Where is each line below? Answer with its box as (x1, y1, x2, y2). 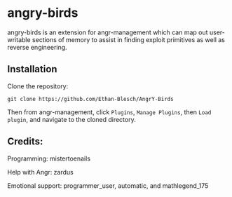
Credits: (7, 135, 43, 148)
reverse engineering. (7, 43, 68, 51)
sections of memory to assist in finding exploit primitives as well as (32, 35, 226, 43)
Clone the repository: (7, 82, 69, 90)
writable (7, 35, 31, 43)
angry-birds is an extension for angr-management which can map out (7, 28, 208, 36)
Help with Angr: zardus (7, 168, 74, 176)
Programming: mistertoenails (7, 154, 91, 163)
